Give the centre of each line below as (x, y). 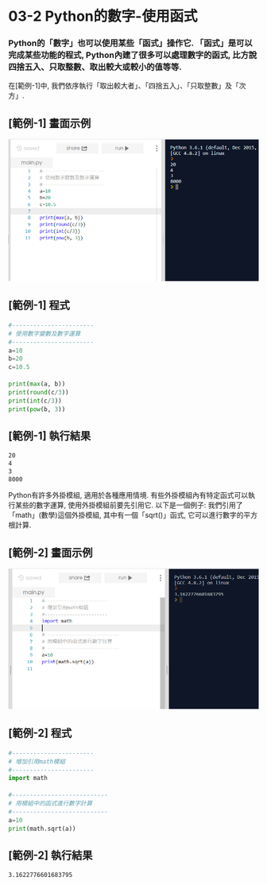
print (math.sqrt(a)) (43, 829)
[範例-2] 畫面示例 (50, 552)
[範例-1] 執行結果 (50, 435)
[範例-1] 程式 (39, 306)
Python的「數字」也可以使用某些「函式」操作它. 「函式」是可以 (130, 43)
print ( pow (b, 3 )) (37, 409)
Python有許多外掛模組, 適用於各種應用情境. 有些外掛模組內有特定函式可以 (128, 495)
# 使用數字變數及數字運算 (44, 334)
